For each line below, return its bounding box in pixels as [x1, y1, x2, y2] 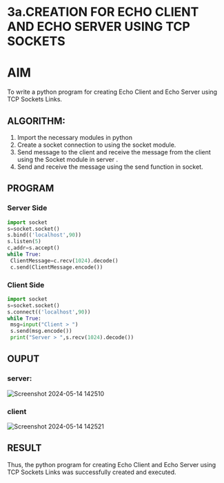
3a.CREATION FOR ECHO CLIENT [7, 4, 199, 20]
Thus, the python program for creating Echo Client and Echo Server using [7, 460, 216, 469]
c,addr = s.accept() [7, 245, 60, 251]
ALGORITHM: [7, 115, 65, 127]
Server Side [7, 203, 48, 213]
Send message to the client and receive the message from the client [17, 147, 212, 156]
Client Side [7, 280, 45, 289]
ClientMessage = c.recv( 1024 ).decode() [10, 257, 119, 264]
